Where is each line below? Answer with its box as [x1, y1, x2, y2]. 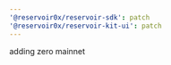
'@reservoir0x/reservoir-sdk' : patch [9, 12, 150, 22]
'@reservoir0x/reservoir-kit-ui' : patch [9, 21, 163, 30]
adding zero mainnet [9, 45, 86, 56]
